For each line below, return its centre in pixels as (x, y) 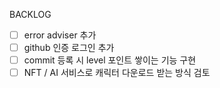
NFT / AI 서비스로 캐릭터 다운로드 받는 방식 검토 (117, 73)
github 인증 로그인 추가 (69, 48)
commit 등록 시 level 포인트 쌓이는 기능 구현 (110, 60)
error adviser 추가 (60, 35)
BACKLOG (30, 14)
